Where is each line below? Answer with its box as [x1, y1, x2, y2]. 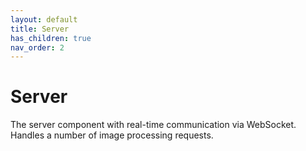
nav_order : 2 [10, 42, 65, 53]
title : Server [10, 24, 70, 34]
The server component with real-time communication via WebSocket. [10, 119, 297, 131]
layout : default [10, 14, 78, 25]
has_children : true [10, 33, 92, 43]
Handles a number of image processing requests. [10, 129, 214, 141]
